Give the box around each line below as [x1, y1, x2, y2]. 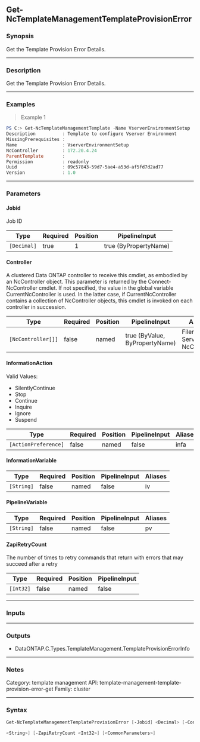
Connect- [148, 278, 171, 286]
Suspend [14, 416, 37, 423]
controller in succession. [6, 303, 67, 311]
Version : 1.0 [6, 170, 76, 176]
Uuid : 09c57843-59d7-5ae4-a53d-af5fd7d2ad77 [6, 164, 164, 170]
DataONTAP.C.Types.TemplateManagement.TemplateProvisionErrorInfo [14, 645, 190, 652]
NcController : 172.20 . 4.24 [6, 148, 97, 154]
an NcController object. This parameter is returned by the [6, 278, 147, 286]
